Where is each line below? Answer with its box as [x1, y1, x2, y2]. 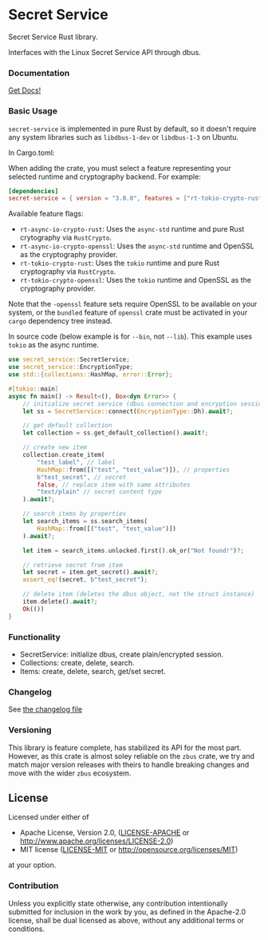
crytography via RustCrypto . [19, 233, 112, 243]
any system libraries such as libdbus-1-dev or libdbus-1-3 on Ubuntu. [8, 132, 239, 141]
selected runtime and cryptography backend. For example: [8, 172, 201, 181]
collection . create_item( [22, 451, 105, 459]
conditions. [8, 924, 45, 934]
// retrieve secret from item [22, 561, 124, 569]
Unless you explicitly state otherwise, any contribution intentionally [8, 898, 228, 908]
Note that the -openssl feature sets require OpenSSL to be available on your [8, 299, 258, 309]
